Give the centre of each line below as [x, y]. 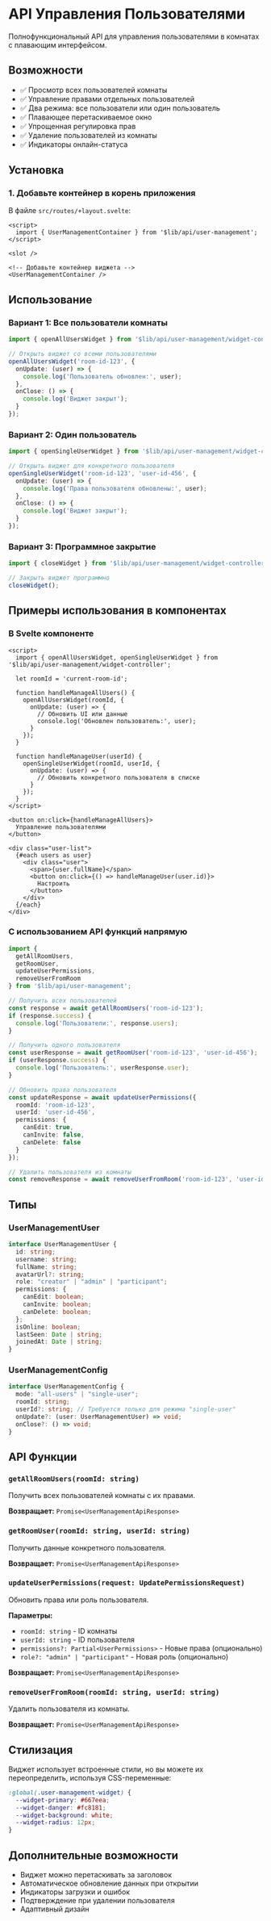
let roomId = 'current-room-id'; [72, 679]
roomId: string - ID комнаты [69, 1630]
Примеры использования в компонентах [118, 611]
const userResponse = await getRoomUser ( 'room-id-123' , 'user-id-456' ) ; [133, 1053]
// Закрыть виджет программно [59, 578]
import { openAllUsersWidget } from [70, 340]
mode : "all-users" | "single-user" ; [77, 1394]
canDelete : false [52, 1142]
